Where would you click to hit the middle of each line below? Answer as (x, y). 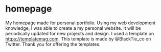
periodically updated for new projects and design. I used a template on (80, 33)
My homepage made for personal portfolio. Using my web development (80, 23)
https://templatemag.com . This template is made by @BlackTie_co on (78, 39)
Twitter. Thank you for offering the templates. (53, 44)
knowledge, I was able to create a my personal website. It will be (73, 28)
